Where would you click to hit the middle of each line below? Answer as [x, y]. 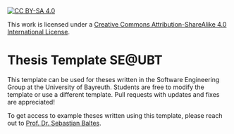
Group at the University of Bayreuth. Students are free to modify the [106, 87]
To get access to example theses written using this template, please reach [115, 115]
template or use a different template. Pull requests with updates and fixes [113, 94]
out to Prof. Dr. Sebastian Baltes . [54, 123]
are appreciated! [31, 102]
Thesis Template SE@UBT [85, 60]
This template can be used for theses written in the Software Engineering [113, 79]
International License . [39, 32]
